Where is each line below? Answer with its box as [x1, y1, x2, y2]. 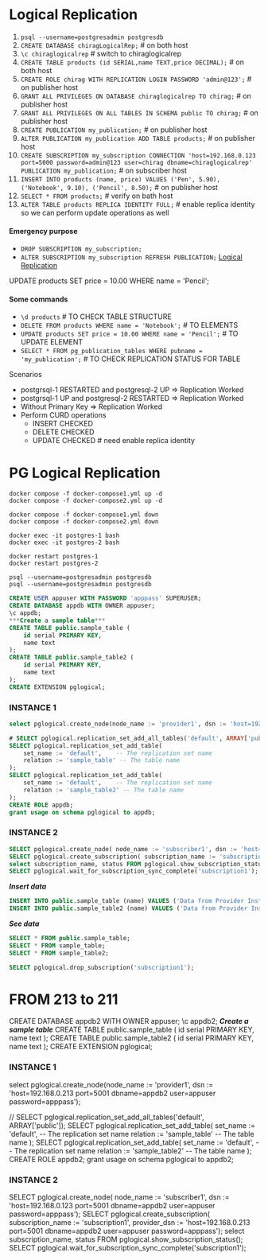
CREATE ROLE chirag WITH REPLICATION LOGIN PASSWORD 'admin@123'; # [20, 74, 252, 84]
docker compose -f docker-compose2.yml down [9, 518, 159, 526]
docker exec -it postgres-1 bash [9, 531, 120, 540]
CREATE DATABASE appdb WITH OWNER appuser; [9, 602, 156, 610]
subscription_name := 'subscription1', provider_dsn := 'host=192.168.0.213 [9, 1218, 251, 1227]
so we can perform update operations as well [20, 208, 169, 217]
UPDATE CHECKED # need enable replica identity [32, 436, 196, 445]
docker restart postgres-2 [9, 559, 99, 568]
